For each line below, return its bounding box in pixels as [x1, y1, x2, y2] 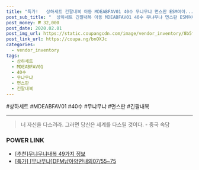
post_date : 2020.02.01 [6, 25, 62, 31]
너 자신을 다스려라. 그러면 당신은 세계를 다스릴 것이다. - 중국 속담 [20, 121, 170, 128]
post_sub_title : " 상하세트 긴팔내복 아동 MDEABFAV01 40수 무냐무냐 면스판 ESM [6, 14, 188, 20]
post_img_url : [6, 31, 41, 37]
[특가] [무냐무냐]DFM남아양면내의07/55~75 [14, 158, 117, 165]
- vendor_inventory [11, 47, 60, 53]
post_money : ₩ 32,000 [6, 20, 60, 25]
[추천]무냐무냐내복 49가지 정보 [14, 150, 86, 158]
